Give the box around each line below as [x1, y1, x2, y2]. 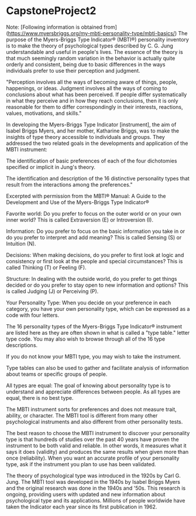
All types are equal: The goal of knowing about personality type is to [6, 382, 171, 389]
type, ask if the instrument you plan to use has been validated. [6, 460, 156, 467]
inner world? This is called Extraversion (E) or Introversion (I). [6, 216, 154, 223]
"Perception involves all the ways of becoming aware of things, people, [6, 78, 178, 86]
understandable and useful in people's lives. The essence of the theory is [6, 48, 183, 55]
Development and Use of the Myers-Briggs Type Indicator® [6, 198, 149, 206]
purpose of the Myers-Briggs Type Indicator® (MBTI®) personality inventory [6, 36, 189, 43]
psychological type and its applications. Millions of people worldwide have [6, 497, 185, 504]
